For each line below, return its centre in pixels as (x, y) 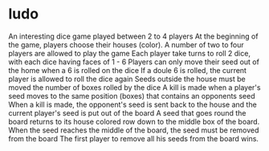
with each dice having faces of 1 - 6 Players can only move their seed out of (134, 62)
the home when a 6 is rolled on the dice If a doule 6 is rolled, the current (128, 70)
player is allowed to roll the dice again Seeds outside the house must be (127, 79)
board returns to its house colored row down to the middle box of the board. (134, 121)
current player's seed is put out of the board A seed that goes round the (127, 112)
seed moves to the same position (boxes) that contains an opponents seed (132, 96)
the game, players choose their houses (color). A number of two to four (126, 44)
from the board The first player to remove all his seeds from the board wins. (134, 138)
